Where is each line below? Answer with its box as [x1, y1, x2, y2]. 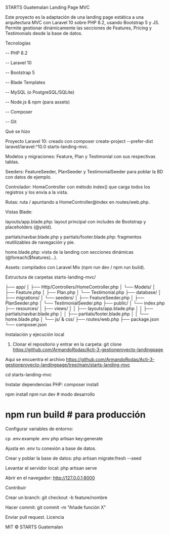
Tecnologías [5, 40, 31, 46]
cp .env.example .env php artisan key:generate [5, 435, 103, 441]
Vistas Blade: [5, 209, 33, 215]
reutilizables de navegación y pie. [5, 239, 75, 245]
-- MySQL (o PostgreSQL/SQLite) [5, 89, 75, 95]
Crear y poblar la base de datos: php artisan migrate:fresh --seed [5, 455, 142, 461]
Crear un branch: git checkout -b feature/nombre [5, 494, 108, 501]
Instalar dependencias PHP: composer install [5, 382, 99, 387]
